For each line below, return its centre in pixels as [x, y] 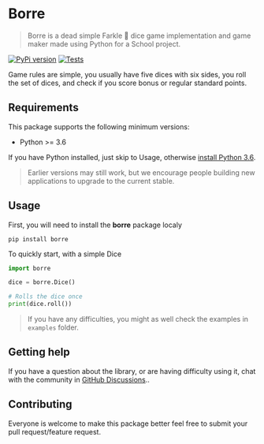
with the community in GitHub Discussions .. [79, 379]
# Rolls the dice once [45, 297]
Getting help [39, 352]
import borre [30, 268]
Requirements [43, 108]
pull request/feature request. [54, 431]
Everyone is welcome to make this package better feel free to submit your [128, 423]
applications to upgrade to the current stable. [101, 181]
